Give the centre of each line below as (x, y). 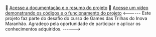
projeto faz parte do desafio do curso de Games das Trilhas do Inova (76, 18)
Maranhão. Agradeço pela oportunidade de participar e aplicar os (73, 23)
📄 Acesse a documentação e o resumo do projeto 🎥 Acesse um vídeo (77, 8)
